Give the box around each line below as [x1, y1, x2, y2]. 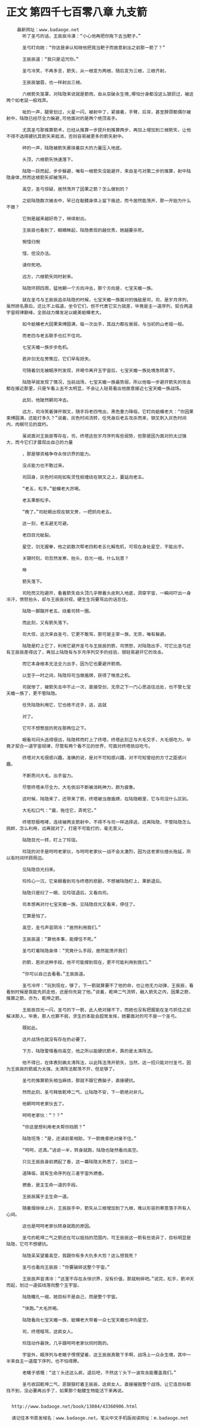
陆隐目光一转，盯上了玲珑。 [21, 837, 81, 843]
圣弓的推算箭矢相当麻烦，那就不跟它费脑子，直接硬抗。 [21, 1077, 139, 1083]
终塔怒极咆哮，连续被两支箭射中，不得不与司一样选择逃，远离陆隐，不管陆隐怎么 [21, 819, 191, 825]
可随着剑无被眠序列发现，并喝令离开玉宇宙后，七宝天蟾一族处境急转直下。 [21, 368, 178, 374]
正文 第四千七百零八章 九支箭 [6, 5, 147, 19]
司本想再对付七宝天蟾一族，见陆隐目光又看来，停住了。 [21, 901, 139, 907]
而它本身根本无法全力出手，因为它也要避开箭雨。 [21, 661, 125, 667]
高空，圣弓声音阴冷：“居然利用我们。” [21, 924, 101, 931]
